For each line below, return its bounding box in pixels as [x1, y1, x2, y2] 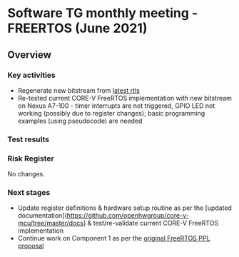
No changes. [7, 170, 45, 178]
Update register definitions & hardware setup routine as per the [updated [17, 203, 232, 212]
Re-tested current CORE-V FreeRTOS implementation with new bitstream [17, 94, 232, 102]
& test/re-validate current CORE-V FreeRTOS [87, 219, 219, 228]
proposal [17, 241, 44, 251]
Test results [7, 134, 50, 144]
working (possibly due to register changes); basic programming [17, 109, 205, 117]
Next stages [7, 188, 51, 198]
